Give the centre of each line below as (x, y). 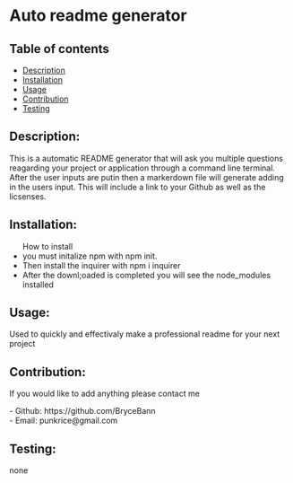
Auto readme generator (98, 16)
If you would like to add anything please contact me (104, 394)
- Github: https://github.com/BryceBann (82, 411)
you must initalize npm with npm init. (90, 256)
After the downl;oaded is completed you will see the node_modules (146, 275)
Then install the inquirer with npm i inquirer (101, 265)
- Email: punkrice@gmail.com (64, 421)
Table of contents (59, 49)
